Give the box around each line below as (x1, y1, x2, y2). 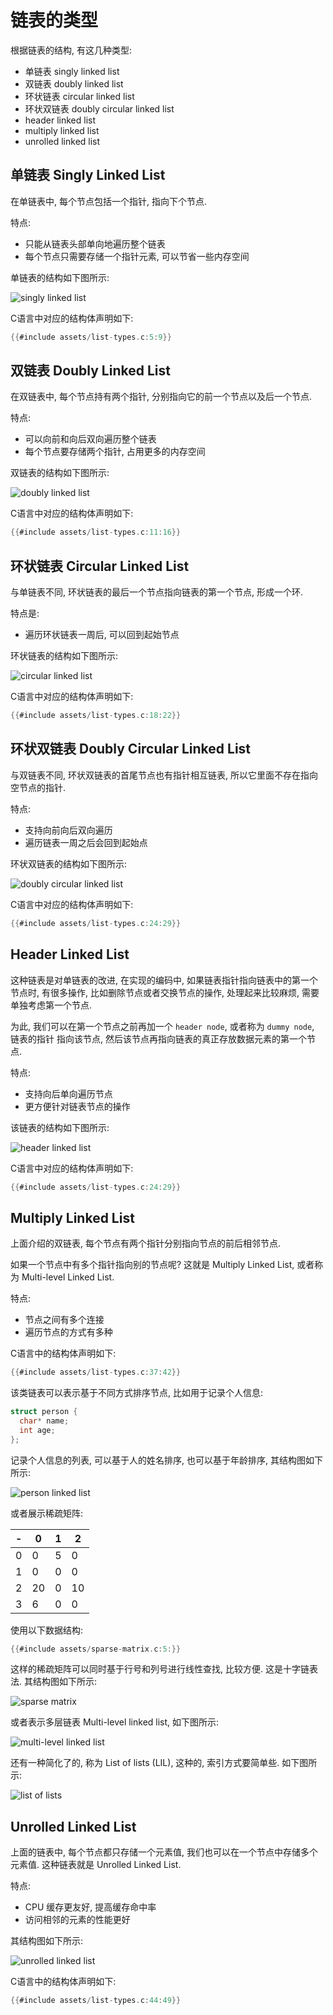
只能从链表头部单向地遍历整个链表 (24, 237, 166, 250)
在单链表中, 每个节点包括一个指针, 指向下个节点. (10, 195, 207, 207)
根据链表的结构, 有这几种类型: (10, 44, 133, 56)
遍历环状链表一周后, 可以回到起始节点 (24, 629, 180, 641)
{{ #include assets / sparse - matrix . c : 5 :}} (10, 1644, 182, 1654)
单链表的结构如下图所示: (10, 271, 110, 283)
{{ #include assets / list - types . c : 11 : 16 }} (10, 527, 182, 538)
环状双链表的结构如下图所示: (10, 857, 128, 870)
